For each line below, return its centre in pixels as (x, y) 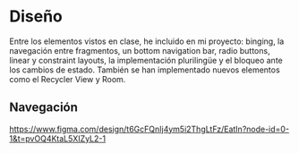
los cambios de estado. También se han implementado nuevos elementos (145, 70)
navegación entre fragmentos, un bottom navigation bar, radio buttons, (140, 50)
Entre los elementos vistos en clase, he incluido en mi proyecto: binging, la (147, 41)
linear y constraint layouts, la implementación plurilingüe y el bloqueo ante (146, 60)
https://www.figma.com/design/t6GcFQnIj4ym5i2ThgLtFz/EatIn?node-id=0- (149, 129)
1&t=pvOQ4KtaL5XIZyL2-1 (57, 138)
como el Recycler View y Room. (68, 79)
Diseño (36, 17)
